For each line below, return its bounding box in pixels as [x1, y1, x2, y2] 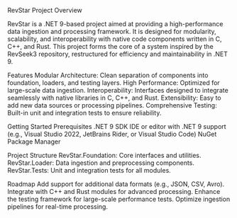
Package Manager [7, 137, 61, 146]
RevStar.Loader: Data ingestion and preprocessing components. [7, 159, 195, 167]
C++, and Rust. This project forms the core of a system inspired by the [7, 42, 214, 50]
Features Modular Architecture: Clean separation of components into [7, 71, 209, 79]
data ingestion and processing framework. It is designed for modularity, [7, 28, 216, 35]
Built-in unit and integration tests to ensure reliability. [7, 109, 162, 117]
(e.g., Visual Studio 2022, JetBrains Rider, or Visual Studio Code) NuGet [7, 130, 217, 138]
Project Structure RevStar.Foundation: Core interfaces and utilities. [7, 151, 202, 159]
